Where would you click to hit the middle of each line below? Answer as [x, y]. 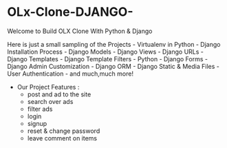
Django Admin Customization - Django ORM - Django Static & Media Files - [113, 66]
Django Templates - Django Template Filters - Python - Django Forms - [108, 59]
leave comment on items [62, 138]
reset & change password [64, 131]
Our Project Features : [48, 87]
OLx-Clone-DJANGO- [70, 12]
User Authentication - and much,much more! [71, 74]
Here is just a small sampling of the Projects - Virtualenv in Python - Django [114, 44]
